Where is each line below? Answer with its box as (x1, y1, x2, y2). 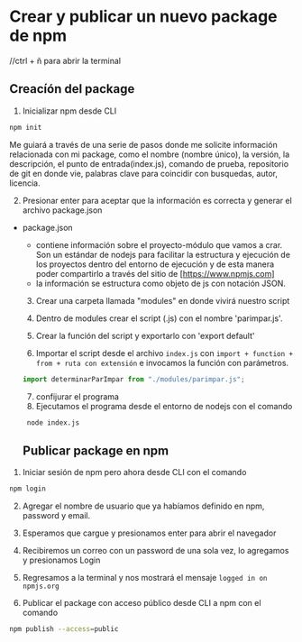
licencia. (9, 178, 41, 188)
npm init (9, 123, 42, 132)
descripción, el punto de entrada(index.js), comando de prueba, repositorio (9, 158, 289, 169)
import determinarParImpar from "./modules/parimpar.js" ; (22, 374, 245, 384)
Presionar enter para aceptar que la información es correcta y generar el (22, 195, 293, 206)
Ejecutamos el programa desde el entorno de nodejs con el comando (35, 400, 293, 411)
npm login (9, 484, 47, 493)
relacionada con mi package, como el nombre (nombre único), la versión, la (9, 149, 290, 160)
